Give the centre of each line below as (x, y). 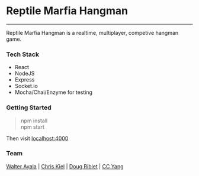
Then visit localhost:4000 (37, 138)
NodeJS (25, 74)
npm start (32, 127)
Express (25, 80)
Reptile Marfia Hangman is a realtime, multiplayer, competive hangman (92, 32)
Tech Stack (23, 54)
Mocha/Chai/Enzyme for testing (54, 92)
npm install (34, 120)
